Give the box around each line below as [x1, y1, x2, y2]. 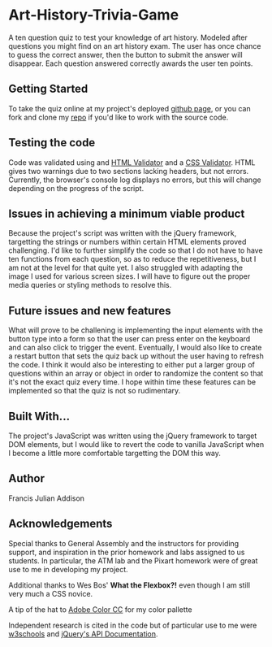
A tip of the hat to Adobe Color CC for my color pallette [8, 604, 192, 614]
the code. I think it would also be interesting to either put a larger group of [8, 360, 256, 370]
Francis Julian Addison [8, 493, 85, 503]
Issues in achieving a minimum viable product [8, 206, 245, 220]
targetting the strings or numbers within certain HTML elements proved [8, 237, 247, 247]
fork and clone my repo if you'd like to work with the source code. [8, 112, 229, 122]
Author [8, 471, 45, 485]
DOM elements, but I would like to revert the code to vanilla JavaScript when [8, 440, 265, 449]
